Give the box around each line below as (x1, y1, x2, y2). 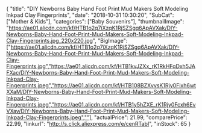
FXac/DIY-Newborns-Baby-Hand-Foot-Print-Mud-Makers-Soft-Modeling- (6, 69, 190, 76)
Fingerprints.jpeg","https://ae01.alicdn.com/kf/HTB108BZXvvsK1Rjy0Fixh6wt (6, 82, 196, 89)
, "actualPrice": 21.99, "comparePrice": (91, 114, 188, 121)
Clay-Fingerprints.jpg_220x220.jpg (6, 37, 93, 44)
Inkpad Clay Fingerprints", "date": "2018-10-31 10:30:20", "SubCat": (6, 11, 174, 19)
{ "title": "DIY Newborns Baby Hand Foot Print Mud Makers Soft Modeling (6, 5, 189, 12)
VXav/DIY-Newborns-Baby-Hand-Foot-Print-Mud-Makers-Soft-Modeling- (6, 108, 190, 114)
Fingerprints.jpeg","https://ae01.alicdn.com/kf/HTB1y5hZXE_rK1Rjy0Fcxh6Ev (6, 101, 196, 108)
